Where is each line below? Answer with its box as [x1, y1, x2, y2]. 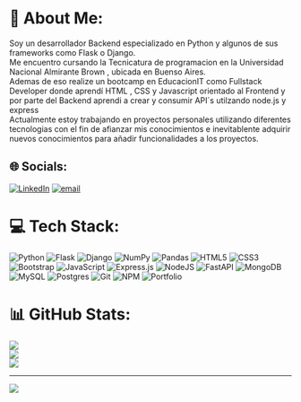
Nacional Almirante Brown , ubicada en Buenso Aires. [9, 66, 206, 77]
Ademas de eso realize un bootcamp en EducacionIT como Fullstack [9, 75, 262, 86]
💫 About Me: [9, 8, 104, 29]
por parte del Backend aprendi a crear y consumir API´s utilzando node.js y [9, 94, 287, 106]
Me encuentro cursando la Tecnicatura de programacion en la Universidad [9, 57, 284, 67]
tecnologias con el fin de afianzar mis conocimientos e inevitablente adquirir [9, 123, 291, 134]
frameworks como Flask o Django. [9, 47, 136, 57]
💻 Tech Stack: [9, 215, 120, 236]
